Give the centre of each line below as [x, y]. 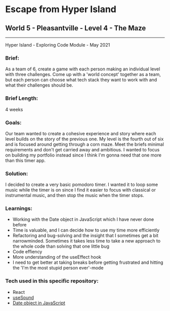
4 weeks [14, 109]
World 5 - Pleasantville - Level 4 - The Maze [76, 28]
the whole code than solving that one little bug [61, 246]
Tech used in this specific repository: [52, 281]
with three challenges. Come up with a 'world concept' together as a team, [83, 74]
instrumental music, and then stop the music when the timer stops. [75, 196]
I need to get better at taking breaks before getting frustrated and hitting [88, 262]
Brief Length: [22, 98]
